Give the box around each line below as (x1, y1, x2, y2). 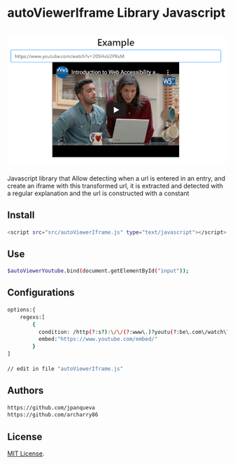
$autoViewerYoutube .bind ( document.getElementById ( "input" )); (7, 267, 190, 274)
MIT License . (7, 449, 45, 458)
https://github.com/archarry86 (7, 412, 99, 419)
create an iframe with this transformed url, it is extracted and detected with (7, 181, 224, 190)
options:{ (7, 306, 36, 313)
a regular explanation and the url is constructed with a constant (7, 189, 190, 197)
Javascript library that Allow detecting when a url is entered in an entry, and (7, 174, 226, 183)
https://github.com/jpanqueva (7, 404, 96, 411)
